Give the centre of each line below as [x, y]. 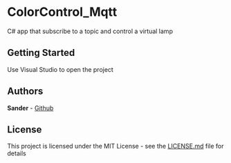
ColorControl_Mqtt [62, 12]
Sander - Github [30, 108]
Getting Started [41, 53]
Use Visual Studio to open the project [61, 69]
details [17, 153]
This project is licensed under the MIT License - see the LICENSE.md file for [115, 146]
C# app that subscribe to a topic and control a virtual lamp [90, 31]
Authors [25, 92]
